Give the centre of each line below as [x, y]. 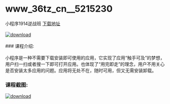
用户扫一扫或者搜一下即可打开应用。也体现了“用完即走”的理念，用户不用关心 [85, 64]
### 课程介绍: [20, 46]
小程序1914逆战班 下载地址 [33, 23]
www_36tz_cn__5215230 [59, 9]
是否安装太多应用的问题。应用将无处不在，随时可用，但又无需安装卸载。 [81, 70]
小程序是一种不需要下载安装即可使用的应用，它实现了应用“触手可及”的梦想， [85, 58]
